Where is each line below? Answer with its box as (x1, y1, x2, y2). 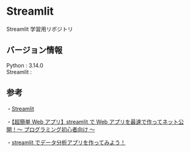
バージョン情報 (6, 45, 63, 56)
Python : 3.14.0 (6, 61, 44, 69)
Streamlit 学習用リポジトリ (6, 25, 73, 32)
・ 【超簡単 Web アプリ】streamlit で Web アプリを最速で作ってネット (6, 118, 179, 125)
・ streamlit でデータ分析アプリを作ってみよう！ (6, 139, 126, 146)
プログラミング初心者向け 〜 (23, 126, 95, 133)
